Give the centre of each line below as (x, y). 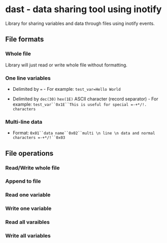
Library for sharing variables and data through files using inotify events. (80, 23)
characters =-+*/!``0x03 (39, 138)
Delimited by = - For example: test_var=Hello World (66, 89)
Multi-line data (24, 122)
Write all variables (28, 236)
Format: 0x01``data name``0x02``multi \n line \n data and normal (84, 133)
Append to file (23, 181)
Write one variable (28, 209)
